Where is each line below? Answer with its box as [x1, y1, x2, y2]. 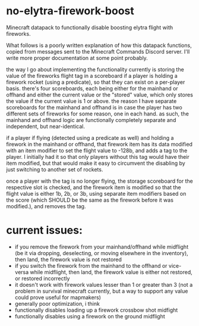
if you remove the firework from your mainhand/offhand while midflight [14, 243, 189, 250]
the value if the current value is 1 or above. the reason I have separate [6, 97, 177, 105]
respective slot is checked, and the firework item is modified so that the [6, 183, 181, 191]
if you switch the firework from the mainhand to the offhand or [14, 262, 168, 269]
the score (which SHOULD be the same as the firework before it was [6, 196, 174, 203]
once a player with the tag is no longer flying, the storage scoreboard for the [6, 177, 193, 184]
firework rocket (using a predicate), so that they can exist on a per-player [6, 79, 185, 86]
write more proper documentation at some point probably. [6, 54, 149, 61]
